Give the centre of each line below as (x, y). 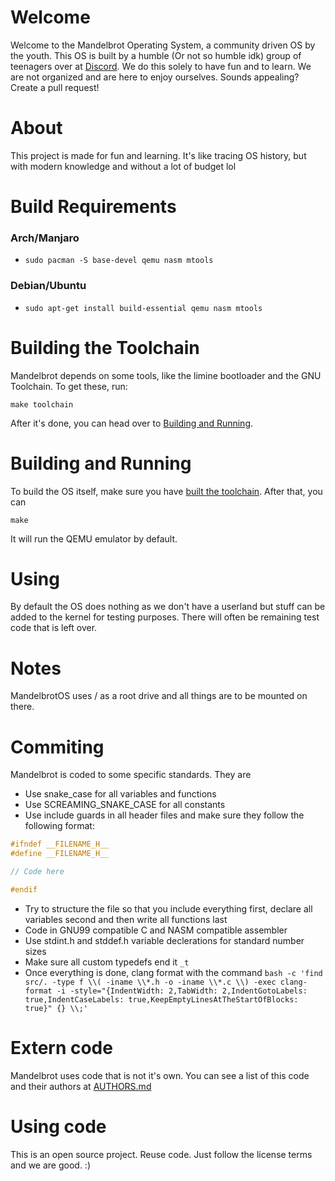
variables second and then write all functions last (126, 919)
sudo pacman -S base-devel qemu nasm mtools (119, 261)
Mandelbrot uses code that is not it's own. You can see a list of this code (160, 1075)
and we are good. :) (51, 1165)
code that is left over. (54, 628)
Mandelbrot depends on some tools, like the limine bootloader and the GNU (166, 375)
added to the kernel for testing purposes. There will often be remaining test (165, 617)
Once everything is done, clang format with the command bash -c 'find (173, 972)
